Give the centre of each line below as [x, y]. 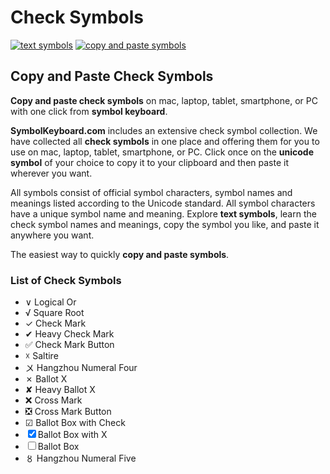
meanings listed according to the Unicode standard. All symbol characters [163, 203]
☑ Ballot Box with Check [75, 423]
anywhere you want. [52, 235]
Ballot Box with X [72, 435]
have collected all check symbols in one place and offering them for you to [165, 141]
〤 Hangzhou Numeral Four [81, 368]
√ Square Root [54, 313]
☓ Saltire [41, 356]
